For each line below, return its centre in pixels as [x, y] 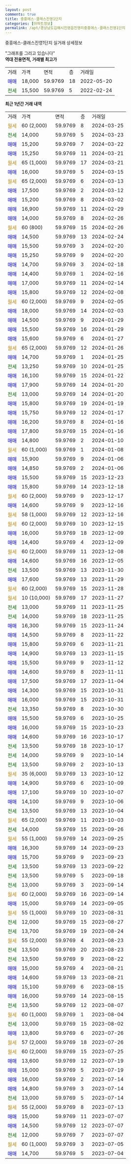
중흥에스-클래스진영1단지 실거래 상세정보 [44, 43]
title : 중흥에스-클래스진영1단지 [34, 19]
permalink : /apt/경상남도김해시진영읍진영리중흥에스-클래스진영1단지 [65, 28]
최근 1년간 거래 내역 [24, 104]
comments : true [21, 14]
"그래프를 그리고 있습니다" [30, 53]
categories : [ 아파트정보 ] [29, 23]
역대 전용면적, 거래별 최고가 [31, 59]
